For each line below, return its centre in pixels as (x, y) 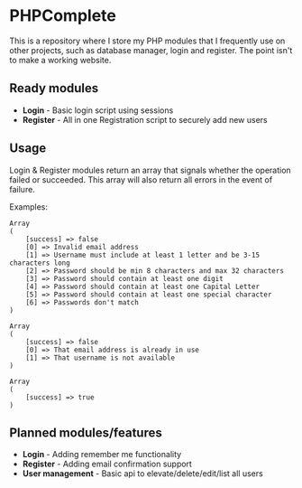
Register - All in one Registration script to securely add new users (145, 119)
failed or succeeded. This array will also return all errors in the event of (141, 179)
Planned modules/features (86, 432)
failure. (23, 189)
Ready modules (54, 88)
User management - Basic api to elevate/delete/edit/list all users (142, 474)
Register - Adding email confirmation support (107, 464)
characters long (40, 263)
